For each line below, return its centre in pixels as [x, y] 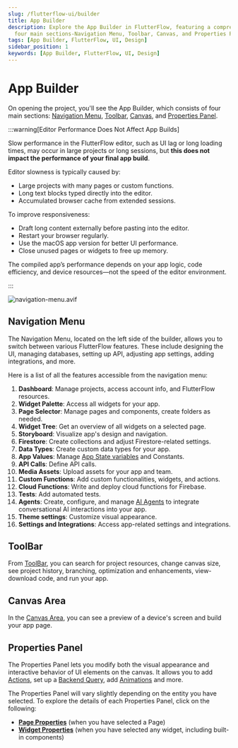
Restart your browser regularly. [63, 235]
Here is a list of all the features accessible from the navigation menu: [108, 375]
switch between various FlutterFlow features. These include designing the [116, 346]
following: [22, 708]
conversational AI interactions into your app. [83, 509]
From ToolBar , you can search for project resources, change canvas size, [114, 563]
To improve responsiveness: [49, 214]
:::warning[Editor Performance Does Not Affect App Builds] [94, 129]
